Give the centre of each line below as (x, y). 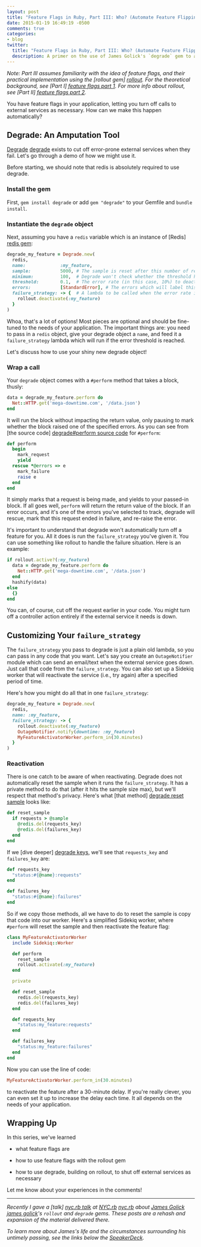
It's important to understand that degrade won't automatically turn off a (94, 530)
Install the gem (29, 189)
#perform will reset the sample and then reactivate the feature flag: (88, 926)
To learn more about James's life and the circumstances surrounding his (96, 1231)
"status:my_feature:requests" (55, 1025)
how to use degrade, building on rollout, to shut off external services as (103, 1172)
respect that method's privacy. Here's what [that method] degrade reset (95, 796)
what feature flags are (43, 1149)
